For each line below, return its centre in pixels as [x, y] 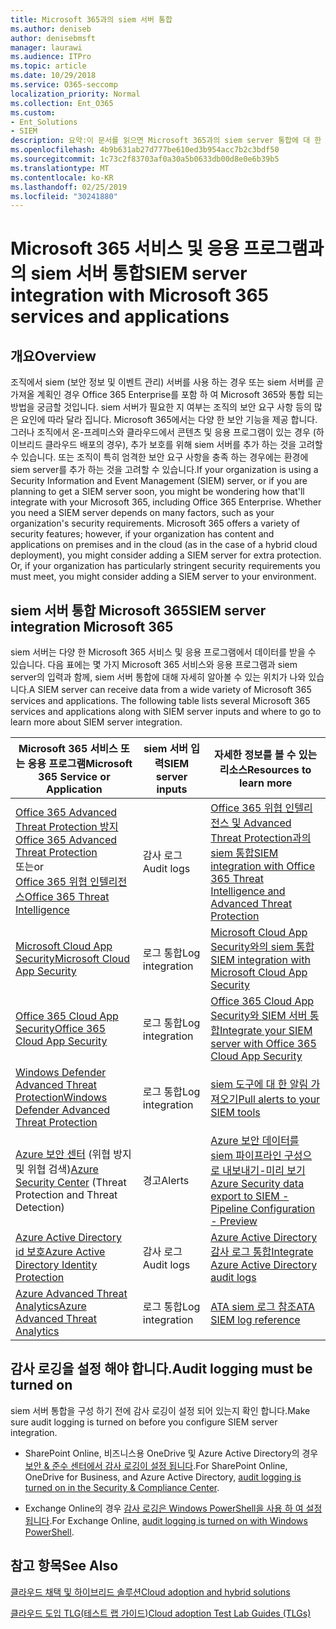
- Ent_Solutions [44, 122]
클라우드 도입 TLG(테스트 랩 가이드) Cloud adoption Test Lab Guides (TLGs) [161, 1613]
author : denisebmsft [53, 38]
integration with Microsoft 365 [139, 295]
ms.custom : [33, 112]
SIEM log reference [255, 1320]
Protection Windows [61, 1098]
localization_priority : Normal [75, 94]
